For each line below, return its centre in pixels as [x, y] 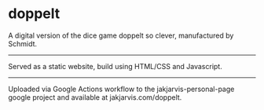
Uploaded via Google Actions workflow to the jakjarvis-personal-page [121, 89]
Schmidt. [23, 43]
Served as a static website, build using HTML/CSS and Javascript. [115, 66]
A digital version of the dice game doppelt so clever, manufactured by [121, 35]
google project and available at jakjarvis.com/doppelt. [95, 97]
